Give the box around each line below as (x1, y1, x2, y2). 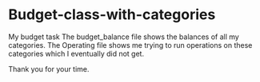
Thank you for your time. (8, 64, 90, 73)
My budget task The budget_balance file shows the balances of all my (8, 32, 240, 41)
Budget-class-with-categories (8, 6, 216, 24)
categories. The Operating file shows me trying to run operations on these (8, 40, 253, 49)
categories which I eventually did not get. (8, 49, 145, 58)
